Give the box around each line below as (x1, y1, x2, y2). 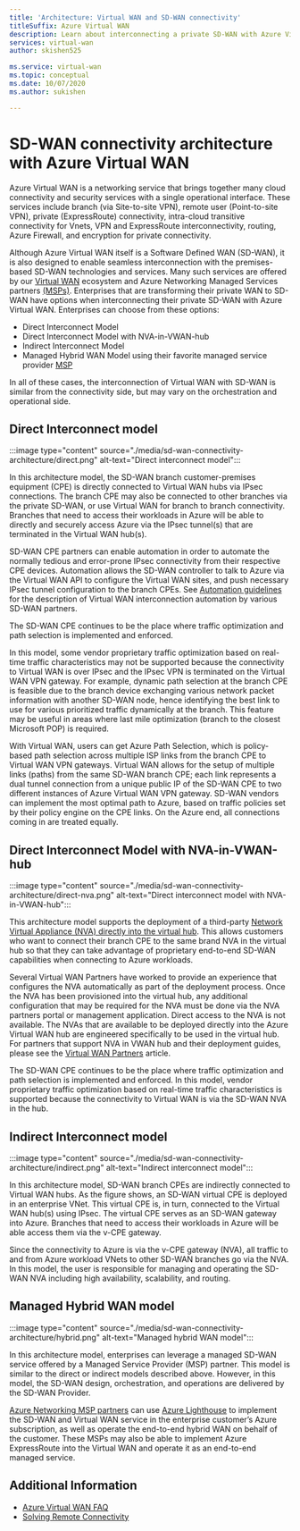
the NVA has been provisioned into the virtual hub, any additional (9, 991, 248, 1002)
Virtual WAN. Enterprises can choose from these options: (9, 304, 220, 315)
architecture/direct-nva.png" (9, 890, 114, 901)
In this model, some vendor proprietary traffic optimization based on (9, 647, 261, 658)
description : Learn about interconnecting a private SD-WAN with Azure (9, 29, 281, 38)
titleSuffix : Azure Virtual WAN (9, 21, 129, 30)
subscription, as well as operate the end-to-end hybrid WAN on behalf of (9, 1423, 279, 1434)
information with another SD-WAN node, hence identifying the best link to (9, 694, 280, 706)
